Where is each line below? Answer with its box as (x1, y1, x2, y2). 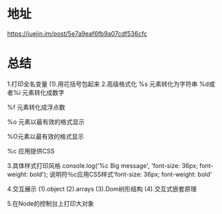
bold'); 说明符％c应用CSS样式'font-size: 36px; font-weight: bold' (30, 170, 212, 178)
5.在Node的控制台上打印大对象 (7, 199, 94, 207)
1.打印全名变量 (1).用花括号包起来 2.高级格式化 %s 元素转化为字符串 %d (7, 80, 210, 88)
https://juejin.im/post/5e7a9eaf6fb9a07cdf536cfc (7, 29, 148, 38)
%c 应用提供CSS (7, 147, 55, 155)
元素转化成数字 (22, 88, 65, 96)
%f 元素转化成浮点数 (7, 103, 65, 111)
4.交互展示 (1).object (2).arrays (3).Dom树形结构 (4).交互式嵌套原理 (7, 184, 197, 193)
